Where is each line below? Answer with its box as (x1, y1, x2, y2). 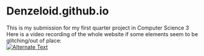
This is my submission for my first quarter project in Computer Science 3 (6, 24, 189, 31)
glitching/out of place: (6, 37, 62, 44)
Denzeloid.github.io (6, 4, 109, 18)
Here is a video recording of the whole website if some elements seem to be (6, 30, 199, 37)
